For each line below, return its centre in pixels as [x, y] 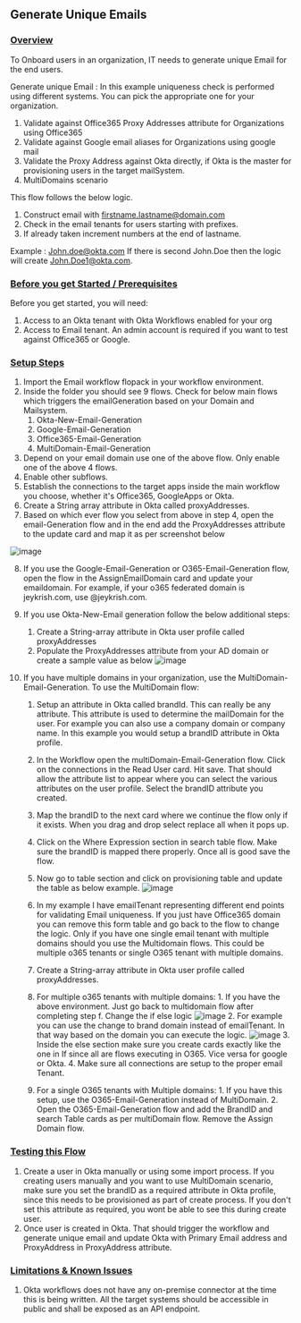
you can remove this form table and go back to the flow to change [158, 924]
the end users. [37, 69]
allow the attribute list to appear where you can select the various [157, 779]
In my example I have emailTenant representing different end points [160, 905]
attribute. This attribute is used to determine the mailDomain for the [160, 714]
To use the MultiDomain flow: [146, 687]
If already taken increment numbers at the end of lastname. [132, 233]
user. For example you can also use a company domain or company [161, 724]
